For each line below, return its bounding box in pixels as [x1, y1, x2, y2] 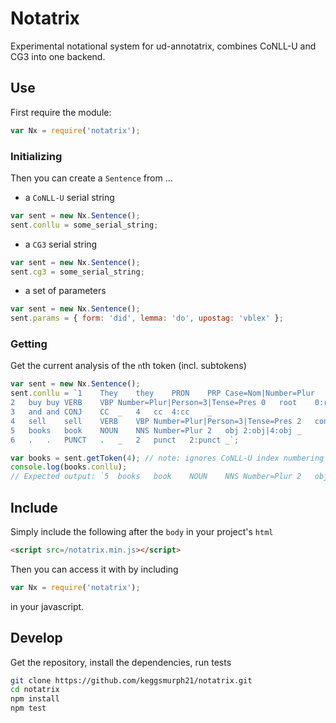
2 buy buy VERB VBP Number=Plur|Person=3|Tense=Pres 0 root [10, 398, 298, 408]
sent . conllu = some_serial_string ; [10, 220, 159, 230]
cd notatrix [10, 685, 60, 695]
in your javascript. [10, 600, 85, 612]
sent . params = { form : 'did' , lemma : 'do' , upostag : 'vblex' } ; [10, 313, 284, 324]
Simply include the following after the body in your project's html [10, 526, 274, 538]
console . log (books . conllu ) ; [10, 462, 128, 472]
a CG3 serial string [24, 238, 98, 250]
